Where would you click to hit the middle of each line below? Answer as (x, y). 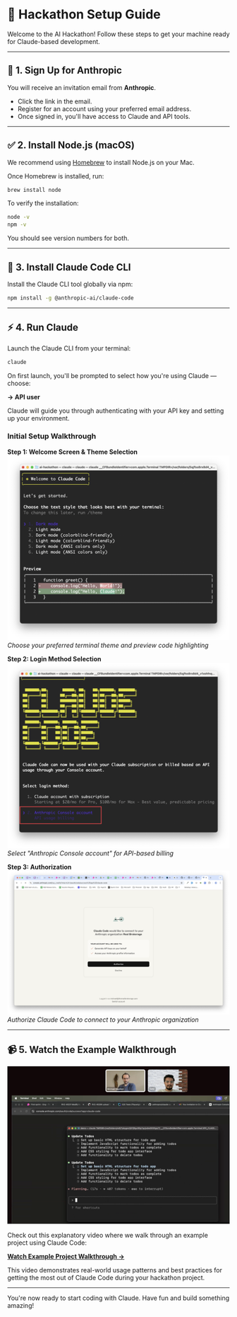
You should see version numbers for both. (68, 238)
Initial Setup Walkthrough (52, 436)
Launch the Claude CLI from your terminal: (69, 348)
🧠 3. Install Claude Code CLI (69, 267)
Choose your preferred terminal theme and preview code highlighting (108, 645)
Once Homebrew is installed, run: (56, 176)
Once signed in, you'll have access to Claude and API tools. (104, 116)
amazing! (20, 1305)
